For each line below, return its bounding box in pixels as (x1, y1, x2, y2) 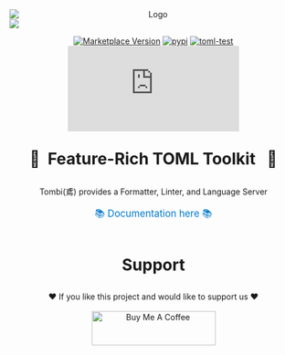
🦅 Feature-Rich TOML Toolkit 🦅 (29, 149, 278, 169)
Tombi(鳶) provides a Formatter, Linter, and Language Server (39, 186, 268, 197)
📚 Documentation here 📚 (94, 207, 213, 220)
